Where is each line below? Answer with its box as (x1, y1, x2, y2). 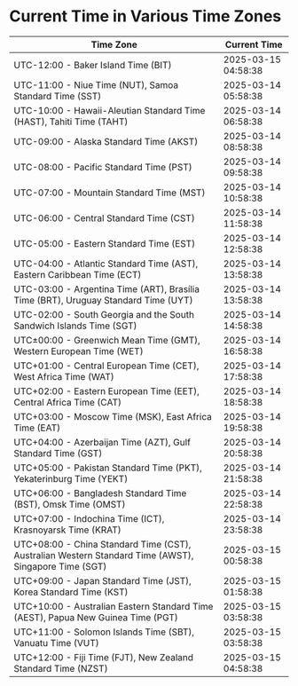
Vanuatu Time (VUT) (13, 636, 99, 649)
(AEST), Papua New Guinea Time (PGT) (13, 611, 179, 623)
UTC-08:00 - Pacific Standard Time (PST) (13, 161, 192, 173)
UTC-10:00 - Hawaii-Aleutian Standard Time (13, 104, 206, 116)
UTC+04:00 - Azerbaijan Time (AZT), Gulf (13, 436, 191, 448)
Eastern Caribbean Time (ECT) (13, 268, 142, 280)
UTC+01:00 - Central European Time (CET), (13, 359, 200, 372)
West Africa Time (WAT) (13, 370, 115, 382)
